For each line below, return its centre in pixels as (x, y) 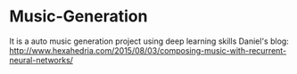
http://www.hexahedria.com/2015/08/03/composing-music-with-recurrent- (148, 50)
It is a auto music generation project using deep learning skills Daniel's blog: (149, 41)
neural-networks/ (41, 60)
